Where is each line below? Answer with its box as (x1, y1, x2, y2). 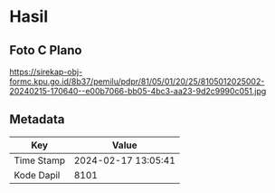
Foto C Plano (9, 43, 82, 58)
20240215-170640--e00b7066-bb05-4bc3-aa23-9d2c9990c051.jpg (9, 86, 267, 96)
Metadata (9, 111, 65, 128)
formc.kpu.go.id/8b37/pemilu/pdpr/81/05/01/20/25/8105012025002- (9, 76, 265, 87)
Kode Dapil (14, 169, 61, 181)
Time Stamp (14, 154, 66, 167)
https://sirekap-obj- (9, 66, 83, 77)
